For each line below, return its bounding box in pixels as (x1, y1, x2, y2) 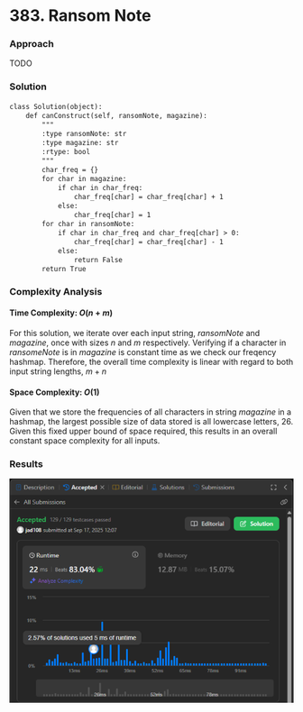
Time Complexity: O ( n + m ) (9, 307, 114, 318)
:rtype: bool (41, 147, 91, 156)
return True (41, 264, 87, 273)
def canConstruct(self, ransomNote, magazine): (25, 111, 207, 120)
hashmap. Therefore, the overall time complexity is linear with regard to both (9, 356, 294, 367)
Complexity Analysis (9, 285, 103, 297)
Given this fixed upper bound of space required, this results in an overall (9, 425, 278, 437)
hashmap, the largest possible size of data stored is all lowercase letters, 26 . (9, 416, 294, 427)
